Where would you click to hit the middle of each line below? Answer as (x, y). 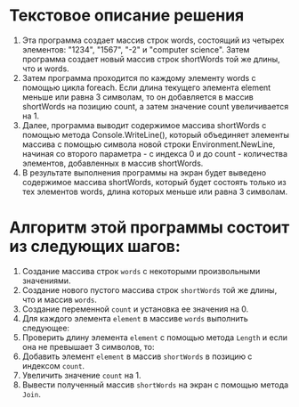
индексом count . (53, 365)
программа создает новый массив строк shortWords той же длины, (151, 59)
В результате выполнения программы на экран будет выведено (144, 172)
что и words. (45, 69)
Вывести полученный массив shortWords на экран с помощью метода (155, 385)
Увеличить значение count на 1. (81, 375)
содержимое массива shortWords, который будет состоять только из (154, 182)
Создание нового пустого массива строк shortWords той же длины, (149, 289)
